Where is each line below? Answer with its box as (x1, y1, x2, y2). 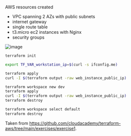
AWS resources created (5, 4, 53, 10)
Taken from (5, 120, 29, 126)
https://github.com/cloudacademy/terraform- (29, 120, 121, 126)
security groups (12, 34, 45, 40)
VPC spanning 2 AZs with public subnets (12, 14, 95, 19)
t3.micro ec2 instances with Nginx (12, 29, 82, 35)
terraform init (5, 53, 36, 58)
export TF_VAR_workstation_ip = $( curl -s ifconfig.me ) (5, 62, 118, 67)
